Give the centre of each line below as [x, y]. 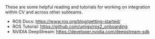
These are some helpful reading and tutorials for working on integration [78, 7]
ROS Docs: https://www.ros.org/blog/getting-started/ [66, 21]
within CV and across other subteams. [44, 12]
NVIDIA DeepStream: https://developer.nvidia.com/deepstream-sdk [81, 32]
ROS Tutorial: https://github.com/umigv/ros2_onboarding [70, 26]
